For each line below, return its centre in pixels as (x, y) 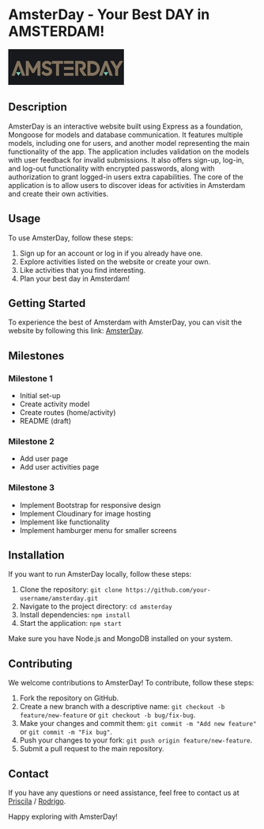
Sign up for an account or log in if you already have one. (111, 253)
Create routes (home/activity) (68, 413)
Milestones (36, 356)
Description (38, 107)
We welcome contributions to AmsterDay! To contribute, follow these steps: (131, 683)
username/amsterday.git (59, 599)
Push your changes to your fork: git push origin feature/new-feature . (136, 740)
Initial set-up (40, 396)
